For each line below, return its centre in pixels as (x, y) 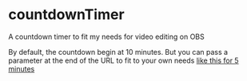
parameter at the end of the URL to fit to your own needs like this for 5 (124, 60)
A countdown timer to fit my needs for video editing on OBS (107, 37)
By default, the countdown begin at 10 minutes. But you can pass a (118, 52)
